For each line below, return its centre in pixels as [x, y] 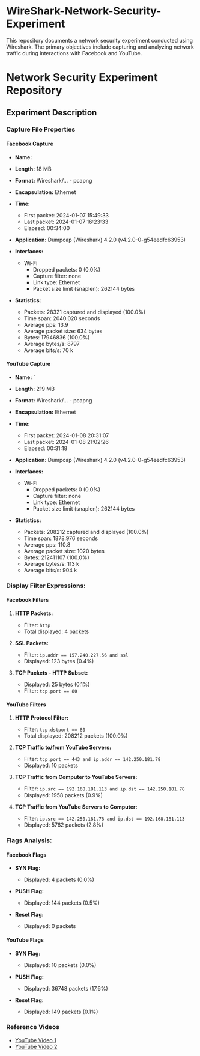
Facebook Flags [26, 855]
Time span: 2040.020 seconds [62, 318]
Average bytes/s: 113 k [52, 563]
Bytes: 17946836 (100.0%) [57, 337]
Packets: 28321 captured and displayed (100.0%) [85, 312]
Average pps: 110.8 [47, 544]
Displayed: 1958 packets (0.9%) [63, 795]
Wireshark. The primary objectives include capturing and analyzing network [100, 47]
